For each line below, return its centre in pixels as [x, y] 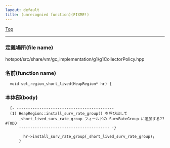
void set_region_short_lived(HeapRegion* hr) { [61, 84]
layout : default [22, 10]
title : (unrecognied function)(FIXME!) [47, 15]
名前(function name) [31, 73]
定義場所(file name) [29, 47]
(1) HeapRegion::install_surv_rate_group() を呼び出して [69, 114]
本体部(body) [22, 97]
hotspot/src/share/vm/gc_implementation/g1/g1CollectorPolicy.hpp [75, 59]
